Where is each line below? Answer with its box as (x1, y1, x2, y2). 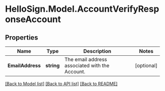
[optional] (135, 62, 158, 69)
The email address (64, 56, 107, 63)
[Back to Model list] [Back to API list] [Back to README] (5, 81, 118, 87)
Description (83, 48, 111, 54)
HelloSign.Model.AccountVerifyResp (5, 3, 160, 15)
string (45, 62, 60, 69)
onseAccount (5, 14, 61, 25)
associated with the (64, 62, 110, 69)
